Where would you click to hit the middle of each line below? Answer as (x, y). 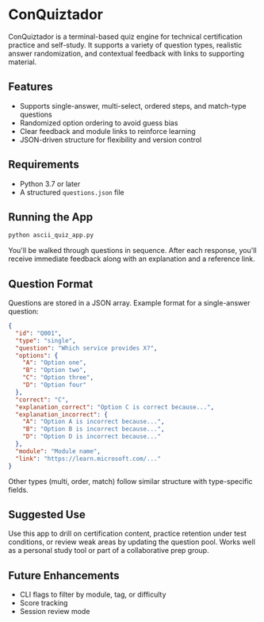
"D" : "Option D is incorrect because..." (92, 437)
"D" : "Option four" (55, 385)
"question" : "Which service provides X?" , (86, 348)
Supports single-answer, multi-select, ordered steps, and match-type (133, 106)
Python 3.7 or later (50, 183)
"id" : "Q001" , (38, 333)
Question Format (51, 284)
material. (23, 62)
